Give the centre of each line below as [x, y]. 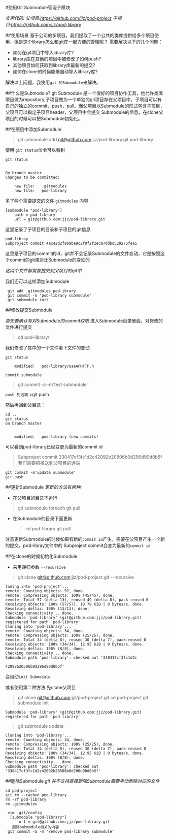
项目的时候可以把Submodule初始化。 [44, 119]
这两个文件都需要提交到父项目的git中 [44, 270]
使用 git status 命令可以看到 [35, 150]
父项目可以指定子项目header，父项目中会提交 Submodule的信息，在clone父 [84, 112]
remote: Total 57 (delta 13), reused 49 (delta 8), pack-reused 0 [77, 600]
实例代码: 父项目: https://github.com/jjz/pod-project [58, 18]
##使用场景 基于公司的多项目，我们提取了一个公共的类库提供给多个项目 [80, 35]
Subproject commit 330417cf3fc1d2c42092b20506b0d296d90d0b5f [90, 457]
